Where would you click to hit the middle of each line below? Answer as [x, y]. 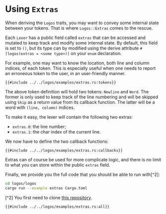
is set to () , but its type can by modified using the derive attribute [72, 48]
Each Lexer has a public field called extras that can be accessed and [75, 38]
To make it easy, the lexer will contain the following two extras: [69, 117]
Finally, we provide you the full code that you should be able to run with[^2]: [83, 174]
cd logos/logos [21, 183]
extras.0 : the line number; [39, 127]
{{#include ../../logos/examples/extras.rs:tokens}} [61, 83]
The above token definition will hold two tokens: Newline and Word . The [77, 91]
